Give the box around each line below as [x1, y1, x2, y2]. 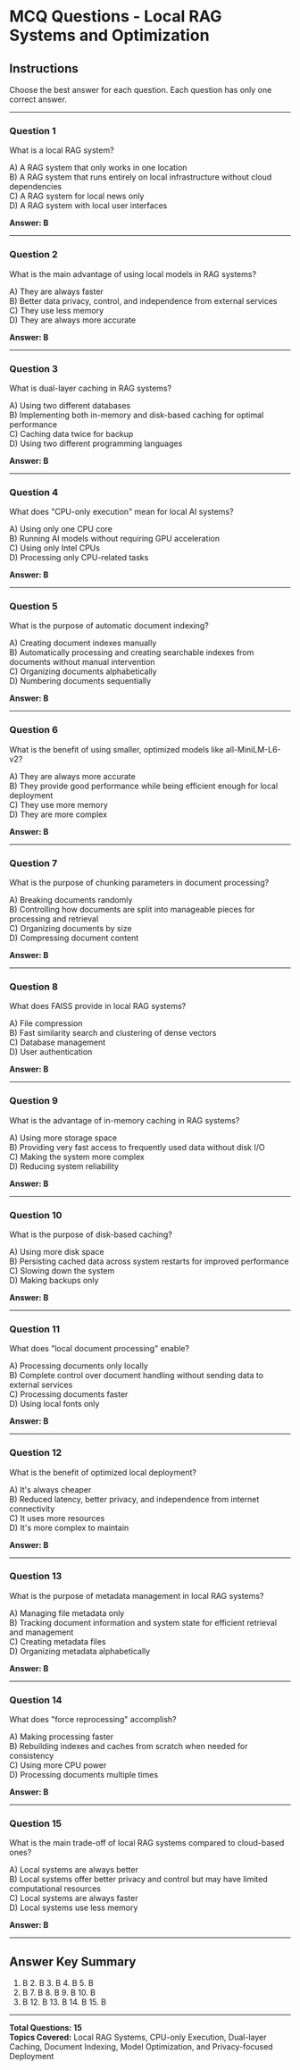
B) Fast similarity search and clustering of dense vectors [9, 1028, 217, 1039]
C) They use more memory [9, 799, 109, 810]
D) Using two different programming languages [9, 438, 183, 449]
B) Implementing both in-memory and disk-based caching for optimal [9, 409, 264, 420]
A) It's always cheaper [9, 1484, 92, 1494]
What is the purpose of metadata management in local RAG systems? [9, 1590, 264, 1601]
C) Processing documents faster [9, 1389, 129, 1400]
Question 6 [9, 724, 58, 736]
